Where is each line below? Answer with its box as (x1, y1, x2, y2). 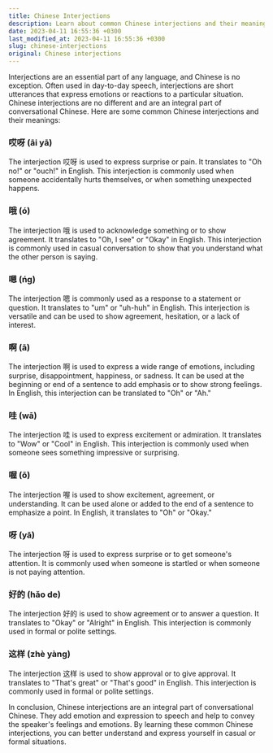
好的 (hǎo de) (8, 589, 61, 600)
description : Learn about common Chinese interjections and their (8, 20, 238, 28)
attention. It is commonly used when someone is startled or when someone (8, 559, 260, 568)
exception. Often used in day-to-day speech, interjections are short (8, 81, 234, 90)
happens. (8, 184, 41, 194)
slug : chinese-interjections (8, 42, 107, 50)
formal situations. (8, 737, 67, 746)
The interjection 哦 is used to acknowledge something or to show (8, 225, 227, 235)
